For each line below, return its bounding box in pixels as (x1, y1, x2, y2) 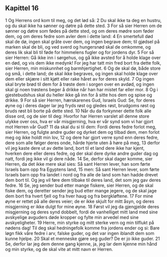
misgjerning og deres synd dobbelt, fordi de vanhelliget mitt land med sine (5, 209, 158, 215)
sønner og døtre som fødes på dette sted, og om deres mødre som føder (5, 28, 155, 34)
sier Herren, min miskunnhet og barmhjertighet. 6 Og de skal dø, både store (5, 65, 161, 71)
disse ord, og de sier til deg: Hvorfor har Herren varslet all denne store (5, 113, 150, 119)
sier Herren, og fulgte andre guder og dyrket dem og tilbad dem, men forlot (5, 129, 160, 135)
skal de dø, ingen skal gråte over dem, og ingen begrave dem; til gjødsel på (5, 39, 160, 45)
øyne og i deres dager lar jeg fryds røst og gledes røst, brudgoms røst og (5, 102, 156, 108)
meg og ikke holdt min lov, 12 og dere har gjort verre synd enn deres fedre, (5, 134, 159, 140)
